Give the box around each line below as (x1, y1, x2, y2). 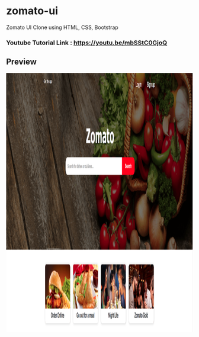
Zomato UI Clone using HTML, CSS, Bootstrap (6, 24, 118, 31)
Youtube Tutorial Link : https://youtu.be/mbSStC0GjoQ (6, 38, 168, 47)
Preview (6, 57, 37, 67)
